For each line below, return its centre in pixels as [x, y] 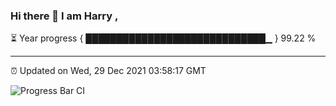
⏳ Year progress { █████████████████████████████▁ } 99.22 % [163, 38]
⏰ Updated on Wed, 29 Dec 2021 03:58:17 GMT [108, 71]
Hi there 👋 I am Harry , [64, 16]
